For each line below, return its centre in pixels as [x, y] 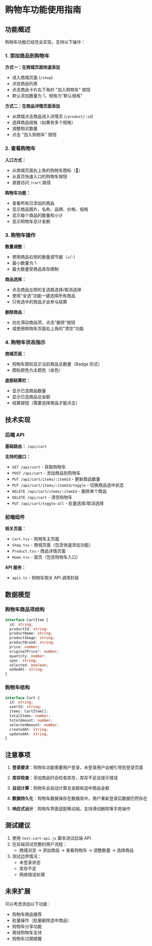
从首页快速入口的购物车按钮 [40, 176]
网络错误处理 [32, 874]
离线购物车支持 [27, 932]
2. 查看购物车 [20, 149]
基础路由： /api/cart [26, 446]
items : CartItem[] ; [29, 711]
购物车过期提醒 [27, 938]
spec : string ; [23, 660]
